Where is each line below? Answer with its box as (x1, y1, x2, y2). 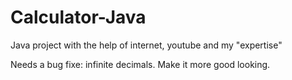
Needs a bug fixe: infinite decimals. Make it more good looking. (10, 58, 271, 70)
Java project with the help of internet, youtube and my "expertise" (10, 39, 283, 51)
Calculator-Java (10, 6, 147, 29)
